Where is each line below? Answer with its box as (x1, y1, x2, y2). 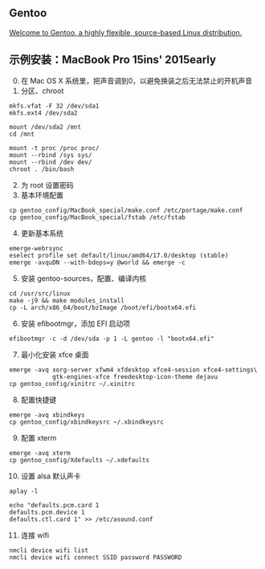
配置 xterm (20, 433, 57, 442)
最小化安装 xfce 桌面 (20, 349, 89, 360)
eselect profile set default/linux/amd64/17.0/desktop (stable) (9, 251, 229, 259)
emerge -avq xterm (9, 449, 71, 457)
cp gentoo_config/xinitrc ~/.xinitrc (9, 380, 136, 388)
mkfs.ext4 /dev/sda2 (9, 108, 79, 117)
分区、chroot (20, 86, 64, 96)
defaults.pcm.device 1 (9, 508, 85, 516)
